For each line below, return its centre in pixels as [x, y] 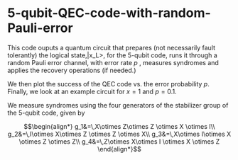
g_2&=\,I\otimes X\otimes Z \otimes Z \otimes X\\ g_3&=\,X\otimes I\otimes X [119, 134]
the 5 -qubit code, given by [46, 113]
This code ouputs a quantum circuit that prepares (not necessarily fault [111, 47]
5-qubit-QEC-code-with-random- [109, 13]
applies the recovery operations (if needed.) [72, 70]
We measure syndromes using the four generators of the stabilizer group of [118, 105]
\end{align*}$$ [119, 149]
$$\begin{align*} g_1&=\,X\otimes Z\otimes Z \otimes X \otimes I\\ [119, 126]
